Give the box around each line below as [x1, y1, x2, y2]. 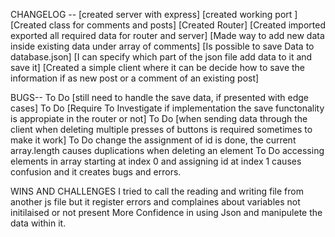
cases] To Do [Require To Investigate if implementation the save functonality [10, 102, 325, 114]
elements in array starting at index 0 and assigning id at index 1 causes [10, 155, 302, 167]
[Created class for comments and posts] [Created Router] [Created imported [10, 19, 326, 31]
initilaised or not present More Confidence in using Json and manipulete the [10, 207, 323, 218]
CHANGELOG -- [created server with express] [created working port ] [10, 9, 298, 20]
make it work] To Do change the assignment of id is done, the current [10, 134, 297, 146]
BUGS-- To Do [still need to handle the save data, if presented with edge [10, 92, 310, 103]
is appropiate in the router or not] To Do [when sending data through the [10, 113, 308, 124]
